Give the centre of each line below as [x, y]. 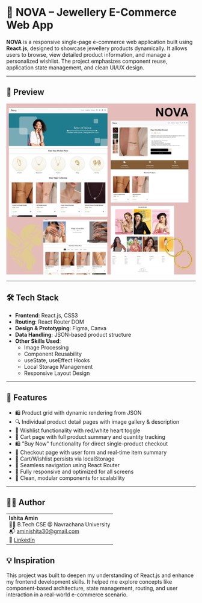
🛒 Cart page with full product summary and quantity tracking [90, 436]
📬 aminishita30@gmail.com [44, 531]
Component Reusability [53, 354]
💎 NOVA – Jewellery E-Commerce [92, 12]
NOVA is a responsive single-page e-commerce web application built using [99, 42]
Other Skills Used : [38, 341]
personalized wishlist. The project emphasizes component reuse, [87, 61]
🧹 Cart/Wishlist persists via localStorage [65, 459]
